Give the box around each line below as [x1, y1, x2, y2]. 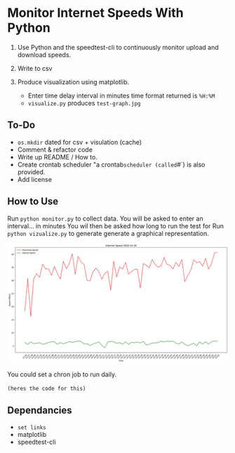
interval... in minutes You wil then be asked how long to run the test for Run [7, 221, 224, 230]
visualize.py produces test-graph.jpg [27, 98, 142, 107]
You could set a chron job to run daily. [7, 370, 117, 379]
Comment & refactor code [17, 145, 93, 154]
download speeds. [17, 51, 72, 59]
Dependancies [7, 404, 72, 416]
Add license [17, 175, 53, 183]
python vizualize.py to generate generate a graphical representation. [7, 229, 209, 237]
